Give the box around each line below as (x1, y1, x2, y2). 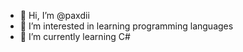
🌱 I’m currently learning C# (19, 31, 131, 42)
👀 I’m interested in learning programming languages (19, 20, 234, 32)
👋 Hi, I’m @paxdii (19, 10, 90, 21)
